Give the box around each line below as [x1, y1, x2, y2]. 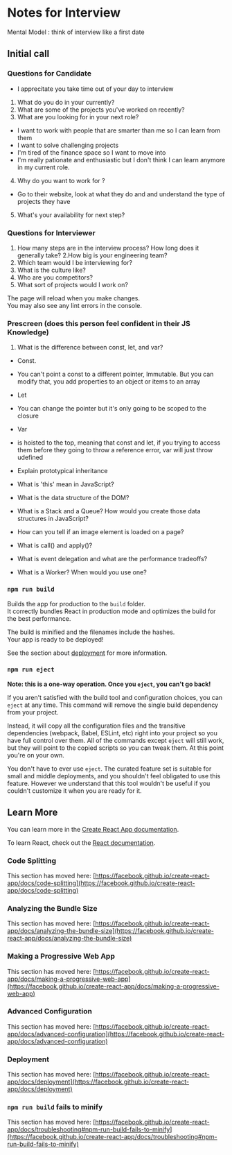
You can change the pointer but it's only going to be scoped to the [17, 404, 206, 413]
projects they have [17, 197, 71, 205]
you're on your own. [7, 751, 64, 759]
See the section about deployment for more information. [7, 649, 168, 657]
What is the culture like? [17, 266, 87, 274]
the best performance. [7, 614, 71, 622]
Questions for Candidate [7, 69, 92, 78]
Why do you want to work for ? [17, 176, 105, 185]
